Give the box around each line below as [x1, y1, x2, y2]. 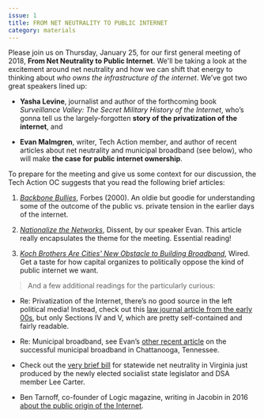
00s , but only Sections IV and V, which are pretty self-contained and [19, 313, 243, 322]
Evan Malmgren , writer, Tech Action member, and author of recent [19, 137, 237, 147]
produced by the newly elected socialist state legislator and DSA [19, 369, 230, 378]
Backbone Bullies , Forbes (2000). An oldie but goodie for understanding [19, 193, 255, 202]
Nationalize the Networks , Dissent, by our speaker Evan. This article [19, 225, 243, 235]
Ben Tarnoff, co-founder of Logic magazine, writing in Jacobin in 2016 [19, 393, 249, 402]
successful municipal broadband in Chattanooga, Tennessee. [19, 345, 220, 355]
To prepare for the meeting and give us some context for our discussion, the [8, 169, 257, 179]
